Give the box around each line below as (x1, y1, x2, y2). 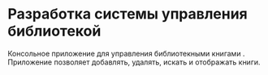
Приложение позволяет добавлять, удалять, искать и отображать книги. (7, 57, 261, 67)
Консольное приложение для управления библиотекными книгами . (7, 48, 245, 58)
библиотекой (7, 22, 102, 40)
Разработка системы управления (7, 5, 249, 23)
